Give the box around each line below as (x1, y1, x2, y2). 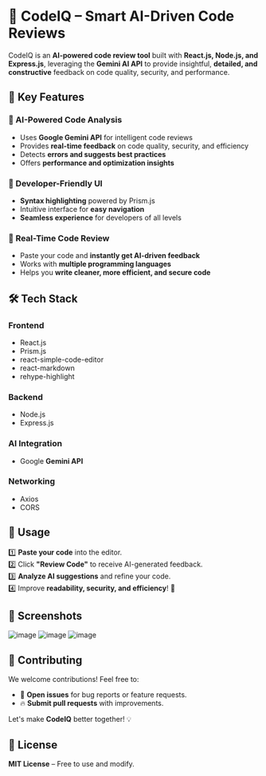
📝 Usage (8, 526, 50, 539)
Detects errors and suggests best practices (19, 149, 166, 159)
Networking (8, 476, 56, 487)
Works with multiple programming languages (19, 259, 171, 269)
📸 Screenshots (8, 609, 83, 622)
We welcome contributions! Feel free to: (8, 675, 139, 684)
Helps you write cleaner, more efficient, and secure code (19, 268, 211, 277)
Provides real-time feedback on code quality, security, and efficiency (19, 141, 249, 151)
